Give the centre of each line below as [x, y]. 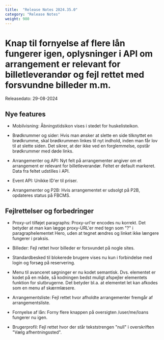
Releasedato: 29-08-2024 [31, 98]
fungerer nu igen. [30, 317]
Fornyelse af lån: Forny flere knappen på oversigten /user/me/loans [80, 312]
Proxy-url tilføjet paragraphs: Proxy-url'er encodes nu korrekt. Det [79, 222]
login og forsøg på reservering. [43, 263]
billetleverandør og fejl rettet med [75, 75]
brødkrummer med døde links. [43, 151]
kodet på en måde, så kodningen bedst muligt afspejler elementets [80, 277]
